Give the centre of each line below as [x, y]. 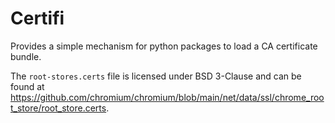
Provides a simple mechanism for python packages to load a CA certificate [164, 46]
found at [27, 86]
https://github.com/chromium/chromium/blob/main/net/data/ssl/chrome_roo [167, 97]
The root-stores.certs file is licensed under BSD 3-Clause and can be [156, 76]
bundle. [26, 56]
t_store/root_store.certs [58, 108]
